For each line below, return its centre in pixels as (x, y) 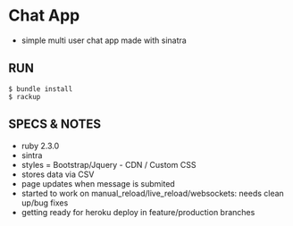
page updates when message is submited (98, 183)
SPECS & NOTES (55, 125)
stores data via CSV (58, 174)
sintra (32, 155)
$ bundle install (41, 89)
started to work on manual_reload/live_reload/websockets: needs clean (153, 193)
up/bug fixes (45, 203)
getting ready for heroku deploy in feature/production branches (138, 212)
